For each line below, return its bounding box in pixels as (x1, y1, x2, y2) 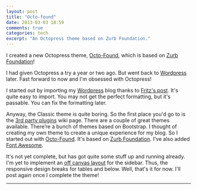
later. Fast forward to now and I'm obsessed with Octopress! (6, 75, 152, 82)
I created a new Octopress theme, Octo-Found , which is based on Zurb (6, 52, 178, 58)
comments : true (6, 25, 43, 31)
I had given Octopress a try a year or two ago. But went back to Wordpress (6, 70, 187, 76)
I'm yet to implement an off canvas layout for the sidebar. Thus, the (6, 159, 168, 166)
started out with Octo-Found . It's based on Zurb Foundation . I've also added (6, 136, 190, 142)
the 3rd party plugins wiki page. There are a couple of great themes (6, 117, 170, 123)
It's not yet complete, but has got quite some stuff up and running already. (6, 153, 186, 160)
